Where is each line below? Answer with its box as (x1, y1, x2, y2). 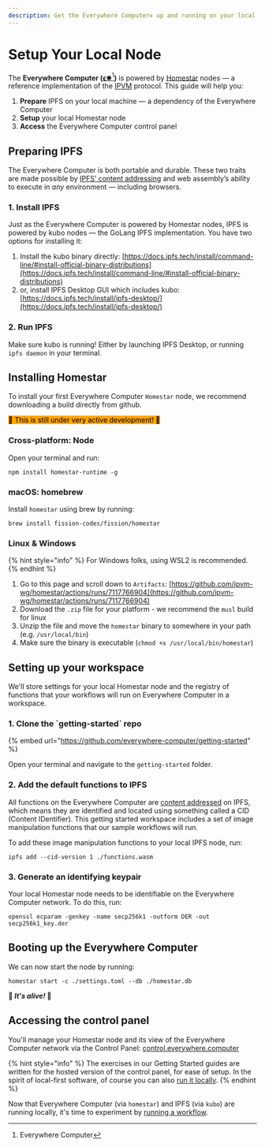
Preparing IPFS (8, 144, 84, 158)
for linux (19, 613, 47, 623)
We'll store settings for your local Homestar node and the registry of (8, 682, 230, 691)
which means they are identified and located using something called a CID (8, 806, 250, 815)
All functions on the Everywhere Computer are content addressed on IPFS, (8, 797, 251, 806)
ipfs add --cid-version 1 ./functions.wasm (8, 853, 154, 861)
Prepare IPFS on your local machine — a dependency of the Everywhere (19, 96, 256, 106)
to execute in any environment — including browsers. (8, 182, 181, 192)
